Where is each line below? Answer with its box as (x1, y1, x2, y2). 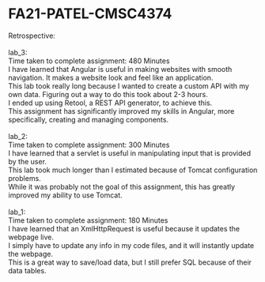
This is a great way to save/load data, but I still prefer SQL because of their (8, 258, 252, 267)
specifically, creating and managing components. (8, 115, 168, 124)
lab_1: (8, 207, 26, 216)
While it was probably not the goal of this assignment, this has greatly (8, 182, 236, 191)
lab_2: (8, 131, 28, 141)
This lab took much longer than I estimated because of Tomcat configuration (8, 165, 258, 175)
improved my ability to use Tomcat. (8, 190, 123, 200)
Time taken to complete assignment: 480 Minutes (8, 56, 170, 66)
